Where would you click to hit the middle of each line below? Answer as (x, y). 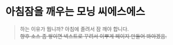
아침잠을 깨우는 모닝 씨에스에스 (75, 12)
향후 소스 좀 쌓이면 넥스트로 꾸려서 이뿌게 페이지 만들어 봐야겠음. (93, 36)
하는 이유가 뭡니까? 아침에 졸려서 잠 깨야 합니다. (74, 29)
